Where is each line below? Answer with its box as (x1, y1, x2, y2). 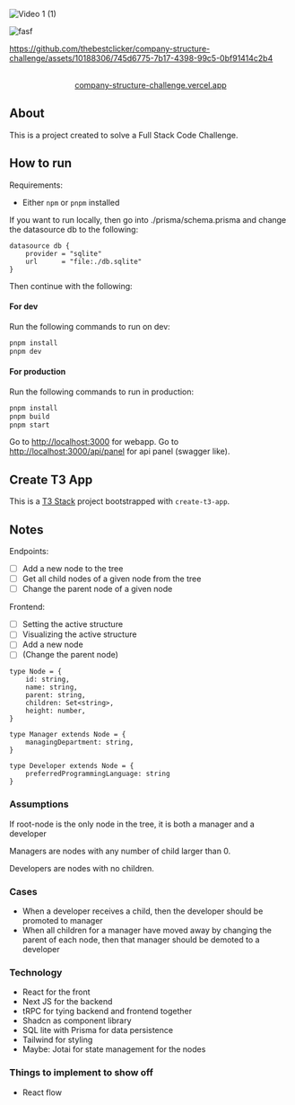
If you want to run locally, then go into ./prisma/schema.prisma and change (9, 214, 287, 225)
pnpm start (9, 420, 50, 429)
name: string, (25, 683, 78, 692)
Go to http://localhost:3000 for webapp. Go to (9, 437, 179, 447)
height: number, (25, 706, 87, 716)
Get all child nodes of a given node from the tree (22, 573, 202, 584)
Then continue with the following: (9, 280, 133, 291)
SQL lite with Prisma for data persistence (22, 1025, 173, 1036)
